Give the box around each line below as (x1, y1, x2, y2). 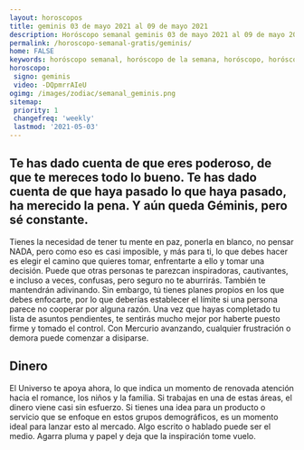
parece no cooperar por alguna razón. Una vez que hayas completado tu (9, 304, 280, 314)
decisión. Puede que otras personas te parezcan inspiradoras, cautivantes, (9, 265, 289, 276)
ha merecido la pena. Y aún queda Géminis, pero (9, 198, 288, 213)
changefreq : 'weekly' (13, 114, 95, 123)
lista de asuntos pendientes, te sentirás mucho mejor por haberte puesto (9, 313, 280, 323)
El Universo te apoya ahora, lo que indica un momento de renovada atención (9, 382, 294, 393)
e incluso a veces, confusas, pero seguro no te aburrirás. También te (9, 275, 266, 286)
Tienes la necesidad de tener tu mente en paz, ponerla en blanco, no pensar (9, 236, 294, 247)
